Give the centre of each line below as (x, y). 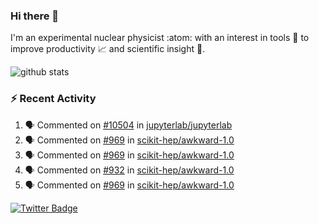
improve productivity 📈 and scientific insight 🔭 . (108, 49)
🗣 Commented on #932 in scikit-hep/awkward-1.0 (129, 170)
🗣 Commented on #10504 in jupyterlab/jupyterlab (128, 125)
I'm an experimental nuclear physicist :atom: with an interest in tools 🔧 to (160, 38)
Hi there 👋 (35, 16)
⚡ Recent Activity (53, 99)
